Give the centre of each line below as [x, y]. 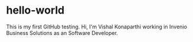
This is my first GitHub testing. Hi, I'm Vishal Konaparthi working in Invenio [97, 27]
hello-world [36, 10]
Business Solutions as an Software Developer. [62, 33]
